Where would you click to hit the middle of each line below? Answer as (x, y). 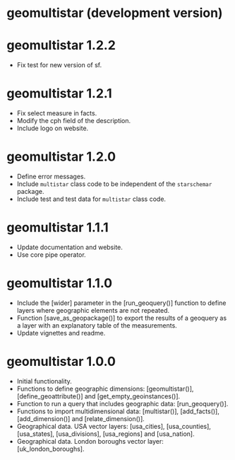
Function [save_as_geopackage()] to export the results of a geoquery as (122, 318)
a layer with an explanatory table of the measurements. (97, 325)
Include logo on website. (53, 128)
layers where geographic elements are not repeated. (93, 310)
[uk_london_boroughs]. (50, 449)
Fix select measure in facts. (57, 113)
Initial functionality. (44, 381)
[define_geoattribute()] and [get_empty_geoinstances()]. (98, 396)
